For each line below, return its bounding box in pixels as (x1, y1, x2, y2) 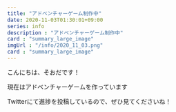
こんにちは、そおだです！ (7, 68, 80, 76)
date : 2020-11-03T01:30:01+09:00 (7, 16, 104, 23)
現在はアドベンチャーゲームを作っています (7, 82, 128, 91)
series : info (7, 23, 45, 30)
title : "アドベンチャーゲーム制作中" (7, 10, 102, 17)
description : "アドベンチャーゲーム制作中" (7, 29, 124, 36)
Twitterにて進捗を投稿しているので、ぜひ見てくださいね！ (7, 97, 172, 105)
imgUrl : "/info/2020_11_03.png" (7, 42, 104, 49)
